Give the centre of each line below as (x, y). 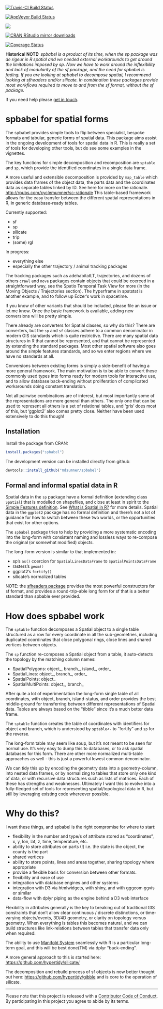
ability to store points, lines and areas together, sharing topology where (83, 862)
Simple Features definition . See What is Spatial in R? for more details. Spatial (81, 507)
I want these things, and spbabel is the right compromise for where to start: (81, 827)
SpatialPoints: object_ (34, 679)
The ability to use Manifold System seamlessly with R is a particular (73, 943)
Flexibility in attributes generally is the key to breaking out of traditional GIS (80, 908)
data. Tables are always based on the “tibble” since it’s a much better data (79, 709)
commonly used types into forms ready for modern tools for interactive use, (81, 376)
